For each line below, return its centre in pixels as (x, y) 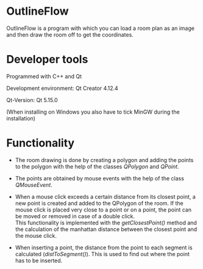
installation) (21, 118)
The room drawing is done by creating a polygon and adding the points (104, 160)
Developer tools (47, 60)
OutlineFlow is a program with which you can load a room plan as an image (101, 28)
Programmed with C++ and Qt (44, 76)
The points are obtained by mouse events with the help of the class (100, 178)
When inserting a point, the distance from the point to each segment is (104, 247)
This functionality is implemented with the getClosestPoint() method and (106, 223)
